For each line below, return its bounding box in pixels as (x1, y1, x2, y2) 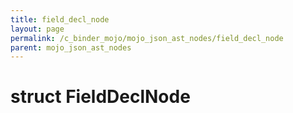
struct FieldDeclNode (10, 86, 191, 108)
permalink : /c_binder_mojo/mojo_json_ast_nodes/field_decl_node (10, 33, 284, 43)
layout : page (10, 24, 65, 34)
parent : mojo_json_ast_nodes (10, 42, 132, 53)
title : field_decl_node (10, 14, 110, 25)
